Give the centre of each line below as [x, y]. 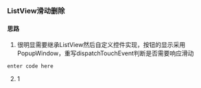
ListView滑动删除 [36, 10]
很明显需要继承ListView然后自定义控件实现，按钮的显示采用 [101, 45]
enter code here [30, 66]
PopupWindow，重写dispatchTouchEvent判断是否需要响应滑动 [105, 53]
